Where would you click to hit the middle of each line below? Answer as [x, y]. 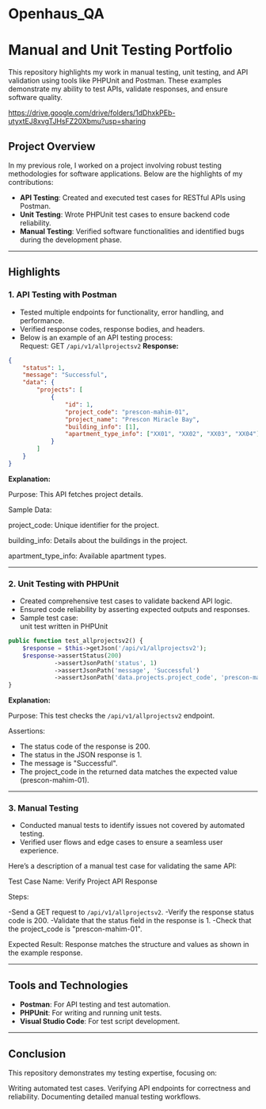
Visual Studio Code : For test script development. [100, 1022]
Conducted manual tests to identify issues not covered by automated [132, 826]
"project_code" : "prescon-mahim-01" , [127, 412]
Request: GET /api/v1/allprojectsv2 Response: [99, 345]
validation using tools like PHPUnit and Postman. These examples [115, 81]
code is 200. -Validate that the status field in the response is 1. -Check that [130, 921]
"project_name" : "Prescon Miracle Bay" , [132, 419]
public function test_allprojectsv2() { [76, 641]
